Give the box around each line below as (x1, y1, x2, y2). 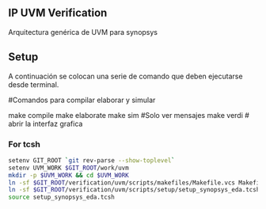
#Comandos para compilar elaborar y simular (8, 95, 156, 104)
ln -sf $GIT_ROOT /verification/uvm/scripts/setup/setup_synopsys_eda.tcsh (8, 186, 260, 194)
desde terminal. (8, 79, 59, 89)
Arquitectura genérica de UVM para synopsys (8, 27, 158, 36)
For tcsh (8, 139, 41, 150)
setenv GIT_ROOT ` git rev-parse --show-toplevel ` (8, 156, 176, 165)
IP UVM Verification (8, 6, 108, 20)
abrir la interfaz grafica (8, 119, 83, 128)
